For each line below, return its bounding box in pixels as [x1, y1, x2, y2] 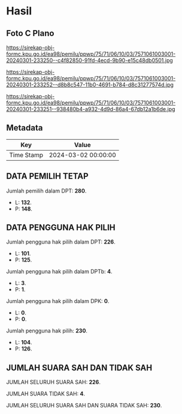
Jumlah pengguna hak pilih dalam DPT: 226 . [6, 238, 116, 245]
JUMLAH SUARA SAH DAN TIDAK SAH [6, 362, 153, 373]
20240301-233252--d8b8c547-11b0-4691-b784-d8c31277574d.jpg [6, 81, 174, 88]
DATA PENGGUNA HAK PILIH [6, 223, 116, 233]
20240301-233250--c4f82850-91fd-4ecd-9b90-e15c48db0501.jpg [6, 57, 174, 64]
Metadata [6, 123, 43, 133]
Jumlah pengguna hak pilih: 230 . [6, 327, 88, 334]
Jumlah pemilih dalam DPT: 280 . [6, 187, 87, 194]
